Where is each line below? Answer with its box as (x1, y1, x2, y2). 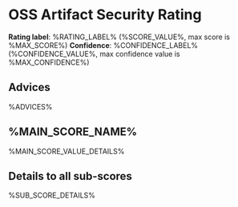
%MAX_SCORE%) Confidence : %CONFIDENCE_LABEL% (8, 40, 199, 50)
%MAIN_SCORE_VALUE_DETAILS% (8, 146, 125, 156)
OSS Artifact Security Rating (8, 6, 202, 24)
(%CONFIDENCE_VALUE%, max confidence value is (8, 49, 180, 58)
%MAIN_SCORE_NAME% (8, 125, 138, 139)
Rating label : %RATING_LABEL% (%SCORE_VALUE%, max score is (8, 32, 231, 42)
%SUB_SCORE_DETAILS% (8, 190, 96, 201)
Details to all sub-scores (8, 169, 132, 183)
